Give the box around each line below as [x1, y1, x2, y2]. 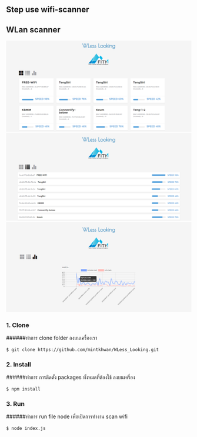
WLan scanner [6, 25, 61, 35]
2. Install [6, 360, 31, 368]
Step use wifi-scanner [6, 5, 89, 15]
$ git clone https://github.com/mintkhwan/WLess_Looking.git [6, 346, 159, 352]
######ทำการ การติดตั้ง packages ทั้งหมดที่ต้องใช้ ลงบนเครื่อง [6, 373, 135, 381]
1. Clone [6, 321, 29, 329]
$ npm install [6, 386, 41, 392]
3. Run [6, 400, 25, 408]
